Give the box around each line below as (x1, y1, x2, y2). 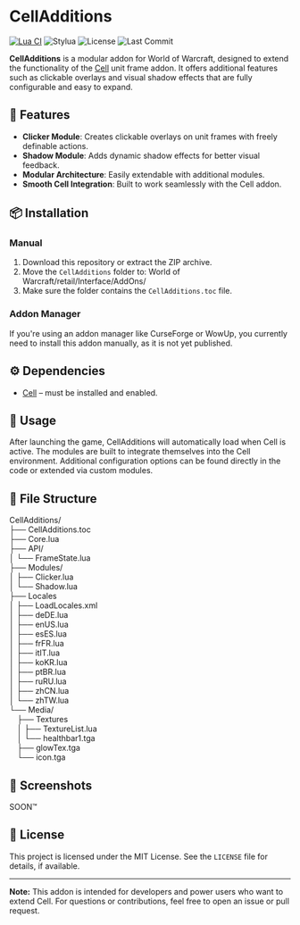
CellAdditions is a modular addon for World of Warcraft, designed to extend (9, 53, 289, 63)
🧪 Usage (9, 412, 56, 428)
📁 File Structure (9, 491, 97, 506)
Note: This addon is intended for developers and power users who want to (9, 886, 284, 896)
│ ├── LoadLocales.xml (9, 600, 98, 611)
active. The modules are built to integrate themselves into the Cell (9, 446, 251, 457)
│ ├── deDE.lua (9, 610, 69, 621)
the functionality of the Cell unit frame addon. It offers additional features (9, 62, 279, 73)
